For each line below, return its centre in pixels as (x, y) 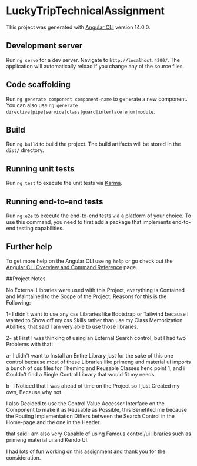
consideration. (24, 457)
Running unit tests (40, 169)
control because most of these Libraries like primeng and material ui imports (98, 362)
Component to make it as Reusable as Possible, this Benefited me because (96, 409)
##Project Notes (26, 279)
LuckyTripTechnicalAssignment (86, 11)
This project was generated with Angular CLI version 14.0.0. (78, 27)
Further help (29, 247)
